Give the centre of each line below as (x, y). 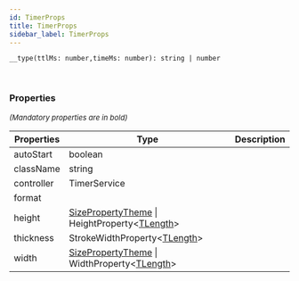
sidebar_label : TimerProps (59, 34)
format (28, 197)
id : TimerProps (37, 17)
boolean (86, 154)
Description (260, 139)
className (37, 169)
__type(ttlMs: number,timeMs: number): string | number (115, 59)
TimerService (97, 183)
